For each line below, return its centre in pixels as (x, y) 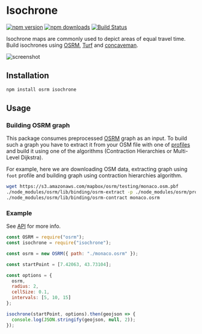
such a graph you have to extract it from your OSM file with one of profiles (98, 145)
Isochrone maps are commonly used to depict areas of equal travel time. (96, 38)
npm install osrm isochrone (41, 90)
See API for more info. (34, 226)
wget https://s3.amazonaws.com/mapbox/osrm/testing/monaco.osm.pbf (93, 187)
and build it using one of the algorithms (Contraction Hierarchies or (89, 151)
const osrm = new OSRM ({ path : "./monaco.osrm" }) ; (72, 254)
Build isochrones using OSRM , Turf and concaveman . (72, 45)
